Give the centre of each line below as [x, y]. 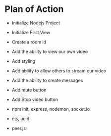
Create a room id [29, 42]
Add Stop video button [35, 99]
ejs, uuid [21, 118]
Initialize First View [31, 32]
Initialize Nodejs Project [36, 23]
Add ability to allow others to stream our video [59, 71]
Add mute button [29, 90]
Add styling [24, 61]
